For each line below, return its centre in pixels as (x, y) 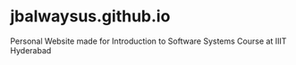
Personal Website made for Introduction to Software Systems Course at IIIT (148, 41)
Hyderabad (31, 50)
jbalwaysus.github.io (90, 16)
